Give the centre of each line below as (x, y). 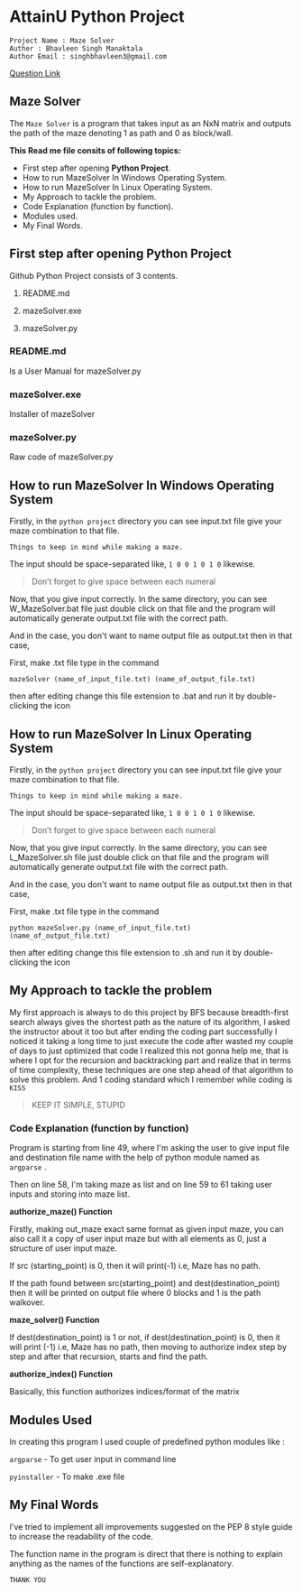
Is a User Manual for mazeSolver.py (75, 371)
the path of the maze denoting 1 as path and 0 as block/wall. (121, 133)
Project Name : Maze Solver (62, 41)
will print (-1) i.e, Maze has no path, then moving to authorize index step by (148, 1347)
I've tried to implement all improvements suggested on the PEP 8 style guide (151, 1526)
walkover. (27, 1302)
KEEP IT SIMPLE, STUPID (78, 1105)
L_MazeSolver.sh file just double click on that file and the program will (139, 857)
